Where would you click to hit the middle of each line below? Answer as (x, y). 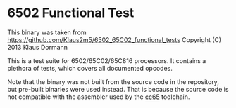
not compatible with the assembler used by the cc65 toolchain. (99, 97)
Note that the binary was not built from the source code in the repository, (113, 81)
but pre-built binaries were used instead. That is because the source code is (118, 89)
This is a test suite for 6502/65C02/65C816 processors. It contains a (107, 60)
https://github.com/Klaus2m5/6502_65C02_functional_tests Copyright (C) (114, 39)
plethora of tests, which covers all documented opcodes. (90, 68)
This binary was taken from (47, 32)
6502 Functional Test (71, 13)
